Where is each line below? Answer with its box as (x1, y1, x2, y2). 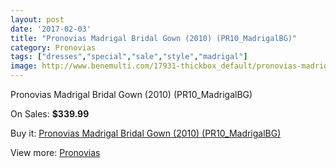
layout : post (10, 14, 65, 25)
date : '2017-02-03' (10, 24, 92, 34)
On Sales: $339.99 (10, 108, 90, 120)
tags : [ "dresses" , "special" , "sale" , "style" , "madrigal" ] (10, 52, 248, 62)
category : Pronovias (10, 42, 97, 53)
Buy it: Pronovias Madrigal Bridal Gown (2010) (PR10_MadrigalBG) (10, 127, 282, 139)
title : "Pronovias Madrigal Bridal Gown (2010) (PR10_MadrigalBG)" (10, 33, 298, 43)
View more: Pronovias (10, 147, 101, 158)
